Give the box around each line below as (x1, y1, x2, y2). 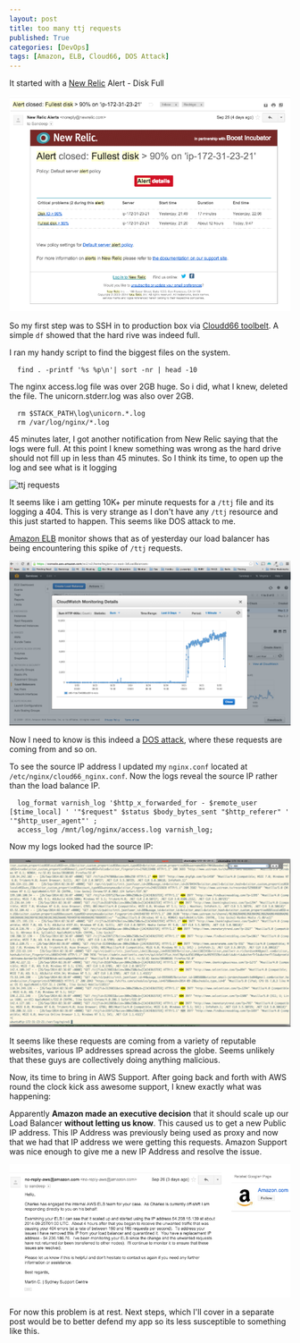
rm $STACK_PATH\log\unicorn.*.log (17, 409, 146, 418)
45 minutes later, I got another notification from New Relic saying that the (9, 434, 279, 444)
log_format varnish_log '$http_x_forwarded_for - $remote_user (17, 798, 257, 808)
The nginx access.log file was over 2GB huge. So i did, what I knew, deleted (9, 381, 288, 392)
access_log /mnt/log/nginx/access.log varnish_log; (17, 825, 214, 835)
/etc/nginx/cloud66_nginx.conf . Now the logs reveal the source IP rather (9, 771, 279, 781)
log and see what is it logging (9, 461, 118, 473)
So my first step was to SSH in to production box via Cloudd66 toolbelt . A (9, 320, 279, 331)
